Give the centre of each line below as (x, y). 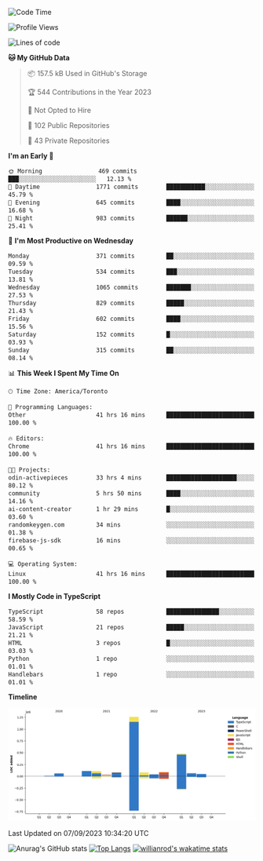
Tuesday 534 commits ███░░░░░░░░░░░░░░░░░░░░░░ (131, 272)
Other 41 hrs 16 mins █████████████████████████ (131, 415)
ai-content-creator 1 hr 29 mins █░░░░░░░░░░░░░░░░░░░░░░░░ (131, 509)
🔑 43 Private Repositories (68, 140)
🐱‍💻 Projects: (29, 470)
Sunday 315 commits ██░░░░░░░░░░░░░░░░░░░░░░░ (131, 350)
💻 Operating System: (43, 564)
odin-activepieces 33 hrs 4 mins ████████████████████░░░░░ (131, 478)
